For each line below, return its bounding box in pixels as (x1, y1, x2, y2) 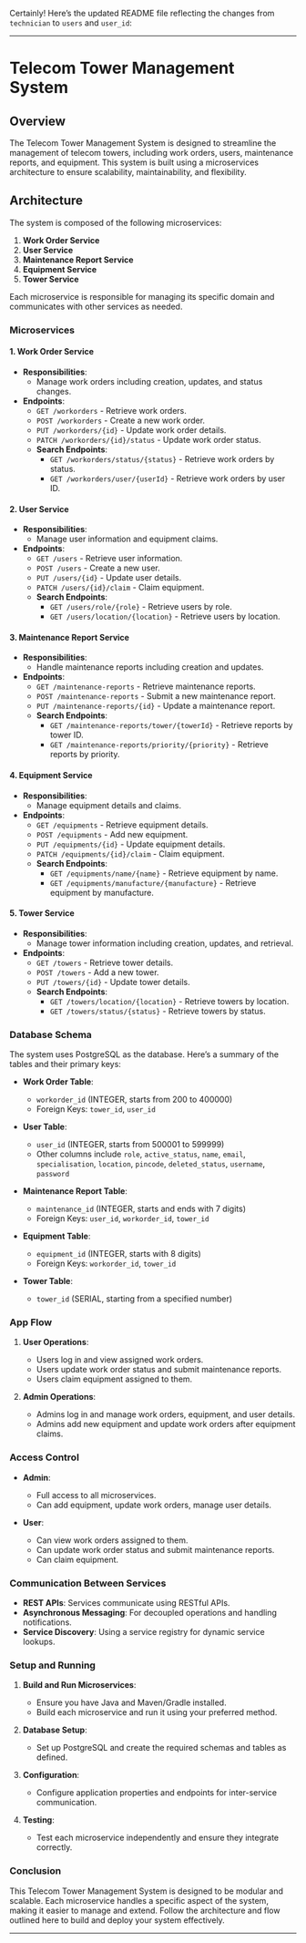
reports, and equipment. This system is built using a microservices (9, 157, 260, 168)
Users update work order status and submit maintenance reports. (36, 1364, 282, 1375)
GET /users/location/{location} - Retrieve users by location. (49, 611, 280, 622)
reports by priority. (49, 749, 120, 760)
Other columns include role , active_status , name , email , (36, 1148, 246, 1160)
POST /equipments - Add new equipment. (36, 828, 189, 839)
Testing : (22, 1814, 55, 1825)
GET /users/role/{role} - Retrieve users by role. (49, 601, 232, 612)
